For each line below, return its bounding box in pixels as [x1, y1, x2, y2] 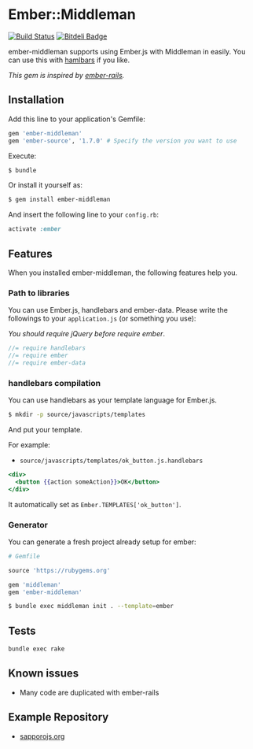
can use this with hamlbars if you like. [8, 55, 130, 65]
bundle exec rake [8, 645, 65, 653]
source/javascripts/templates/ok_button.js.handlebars [19, 457, 203, 465]
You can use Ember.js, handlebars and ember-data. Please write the [8, 306, 228, 315]
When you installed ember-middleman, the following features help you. [8, 268, 238, 277]
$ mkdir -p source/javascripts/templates [8, 411, 146, 419]
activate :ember [8, 225, 61, 233]
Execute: [8, 151, 37, 161]
